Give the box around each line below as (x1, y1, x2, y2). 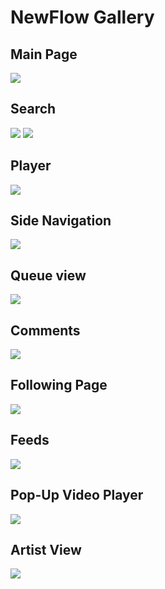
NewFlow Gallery (10, 6, 155, 29)
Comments (10, 322, 81, 339)
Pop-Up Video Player (10, 487, 144, 504)
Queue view (10, 267, 87, 284)
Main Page (10, 46, 78, 63)
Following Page (10, 377, 108, 394)
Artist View (10, 541, 82, 558)
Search (10, 101, 57, 118)
